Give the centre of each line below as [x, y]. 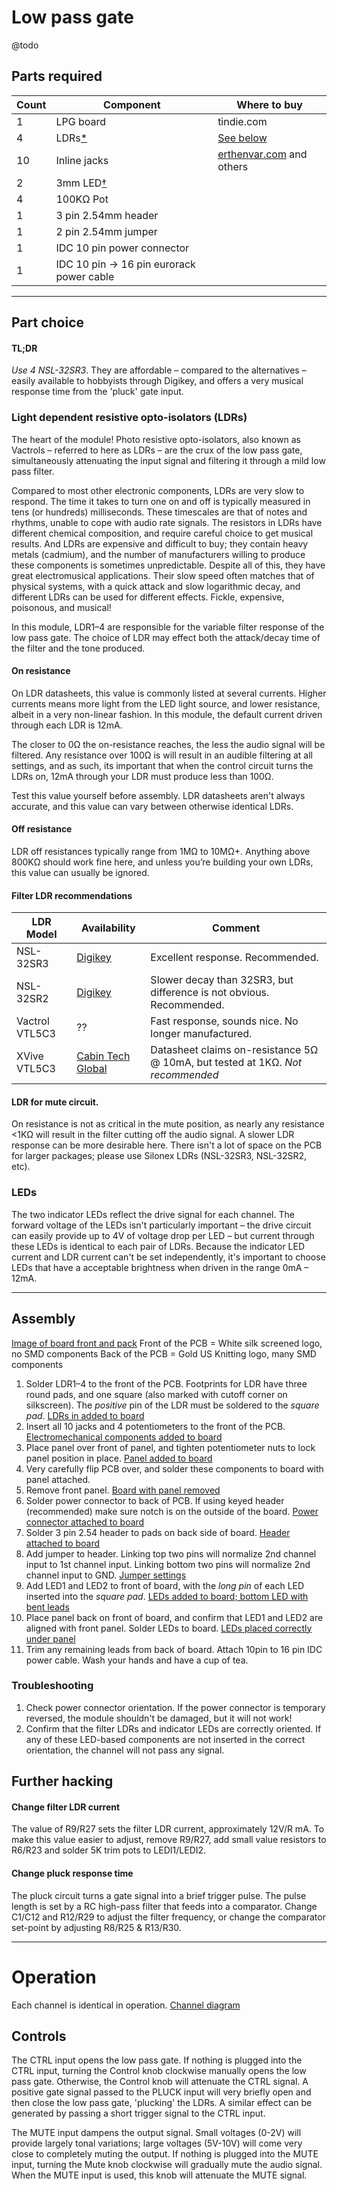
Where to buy [269, 104]
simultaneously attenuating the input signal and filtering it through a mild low [168, 460]
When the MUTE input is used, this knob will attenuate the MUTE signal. [159, 2175]
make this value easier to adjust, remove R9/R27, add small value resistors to [169, 1840]
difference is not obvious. [210, 993]
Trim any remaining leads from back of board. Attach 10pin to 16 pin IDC [174, 1649]
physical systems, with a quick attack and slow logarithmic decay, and [156, 586]
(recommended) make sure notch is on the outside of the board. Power [172, 1511]
